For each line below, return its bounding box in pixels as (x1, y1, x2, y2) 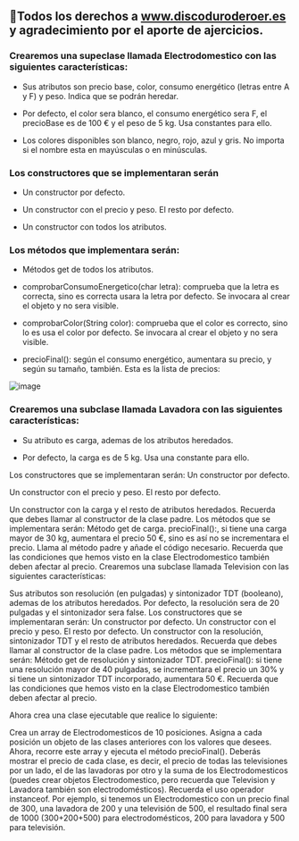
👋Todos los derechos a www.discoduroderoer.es (9, 9, 287, 24)
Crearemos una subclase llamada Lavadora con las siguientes (9, 403, 283, 416)
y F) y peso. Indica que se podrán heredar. (21, 90, 179, 101)
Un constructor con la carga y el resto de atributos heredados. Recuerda (9, 504, 276, 515)
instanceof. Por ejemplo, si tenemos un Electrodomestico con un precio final (9, 793, 290, 804)
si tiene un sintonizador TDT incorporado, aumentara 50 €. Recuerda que (9, 673, 278, 684)
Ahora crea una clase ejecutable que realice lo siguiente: (9, 710, 219, 720)
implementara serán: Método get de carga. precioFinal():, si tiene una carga (9, 523, 287, 534)
